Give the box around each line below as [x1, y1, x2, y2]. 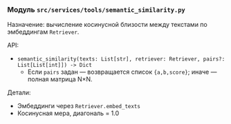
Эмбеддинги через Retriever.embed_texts [17, 102, 140, 110]
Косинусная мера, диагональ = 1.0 [17, 109, 120, 118]
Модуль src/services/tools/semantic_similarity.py [7, 5, 185, 14]
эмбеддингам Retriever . [7, 28, 80, 36]
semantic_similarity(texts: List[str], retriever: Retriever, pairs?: [17, 56, 225, 63]
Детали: [7, 88, 31, 97]
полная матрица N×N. [27, 75, 93, 83]
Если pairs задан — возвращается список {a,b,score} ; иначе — [27, 68, 217, 76]
